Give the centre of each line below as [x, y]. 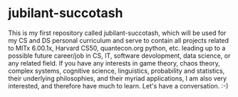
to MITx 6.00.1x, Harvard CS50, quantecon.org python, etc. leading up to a [117, 48]
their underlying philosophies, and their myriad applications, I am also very [118, 78]
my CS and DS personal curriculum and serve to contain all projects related [119, 40]
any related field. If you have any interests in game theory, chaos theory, [114, 63]
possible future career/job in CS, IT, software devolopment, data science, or [119, 56]
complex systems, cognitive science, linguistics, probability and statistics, [117, 71]
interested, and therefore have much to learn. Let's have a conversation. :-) [118, 86]
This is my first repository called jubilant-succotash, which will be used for [117, 33]
